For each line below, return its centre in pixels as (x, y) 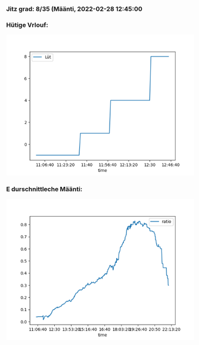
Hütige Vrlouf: (27, 24)
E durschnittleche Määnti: (44, 189)
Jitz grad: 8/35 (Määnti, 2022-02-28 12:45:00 (74, 9)
